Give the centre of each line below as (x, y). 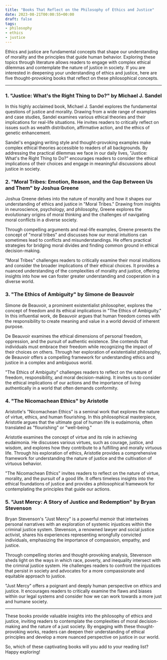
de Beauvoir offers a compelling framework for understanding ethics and (80, 357)
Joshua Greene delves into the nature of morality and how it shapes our (79, 199)
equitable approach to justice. (36, 576)
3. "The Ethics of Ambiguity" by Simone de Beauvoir (70, 294)
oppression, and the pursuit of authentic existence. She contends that (77, 341)
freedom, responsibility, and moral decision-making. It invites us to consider (83, 377)
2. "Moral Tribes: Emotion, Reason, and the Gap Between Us (79, 182)
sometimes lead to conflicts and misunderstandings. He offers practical (78, 240)
